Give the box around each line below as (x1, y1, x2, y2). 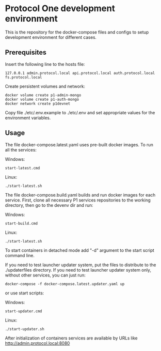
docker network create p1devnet (5, 101, 70, 106)
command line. (5, 252, 35, 258)
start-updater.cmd (5, 308, 42, 314)
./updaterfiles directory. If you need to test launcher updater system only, (5, 267, 151, 273)
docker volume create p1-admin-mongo (5, 92, 81, 97)
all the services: (5, 147, 37, 153)
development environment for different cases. (5, 34, 97, 40)
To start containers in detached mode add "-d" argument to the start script (5, 247, 154, 253)
